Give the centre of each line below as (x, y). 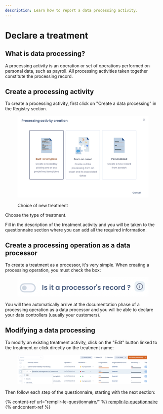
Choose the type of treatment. (36, 215)
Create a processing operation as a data (68, 245)
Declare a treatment (47, 35)
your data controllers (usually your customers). (53, 315)
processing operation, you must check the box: (53, 270)
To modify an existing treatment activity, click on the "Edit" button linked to (81, 342)
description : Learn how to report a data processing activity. (72, 10)
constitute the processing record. (39, 76)
